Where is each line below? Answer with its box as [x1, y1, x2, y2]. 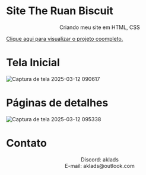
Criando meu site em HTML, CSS [59, 24, 141, 31]
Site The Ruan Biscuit [6, 4, 114, 18]
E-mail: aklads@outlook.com [65, 162, 135, 169]
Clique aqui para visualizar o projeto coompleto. [6, 35, 123, 42]
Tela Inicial [6, 56, 61, 69]
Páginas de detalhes [6, 96, 109, 110]
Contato [6, 137, 47, 150]
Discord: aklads [81, 155, 119, 163]
